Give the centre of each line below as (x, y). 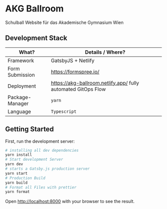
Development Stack (36, 38)
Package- (19, 97)
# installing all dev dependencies (42, 150)
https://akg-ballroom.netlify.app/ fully (95, 83)
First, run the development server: (40, 141)
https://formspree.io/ (75, 72)
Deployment (22, 86)
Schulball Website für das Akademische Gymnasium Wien (64, 22)
